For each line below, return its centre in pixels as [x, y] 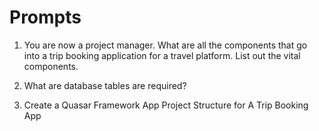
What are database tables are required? [105, 85]
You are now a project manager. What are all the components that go [165, 45]
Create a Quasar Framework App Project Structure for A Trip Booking [166, 105]
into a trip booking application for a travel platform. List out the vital [162, 55]
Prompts [45, 17]
